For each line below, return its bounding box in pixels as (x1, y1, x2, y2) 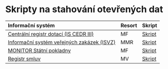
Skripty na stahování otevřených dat (5, 4, 163, 15)
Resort (120, 22, 137, 29)
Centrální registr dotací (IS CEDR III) (8, 30, 94, 38)
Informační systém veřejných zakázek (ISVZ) (8, 39, 116, 46)
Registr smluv (8, 55, 41, 62)
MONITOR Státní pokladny (8, 47, 71, 54)
